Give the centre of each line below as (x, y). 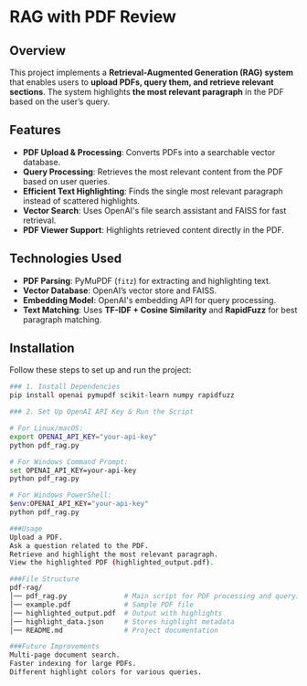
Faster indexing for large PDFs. (73, 664)
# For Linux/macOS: (47, 428)
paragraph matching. (62, 319)
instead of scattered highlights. (81, 201)
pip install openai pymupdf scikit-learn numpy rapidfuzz (122, 396)
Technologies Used (65, 259)
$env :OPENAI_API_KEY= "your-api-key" (79, 504)
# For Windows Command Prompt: (69, 462)
